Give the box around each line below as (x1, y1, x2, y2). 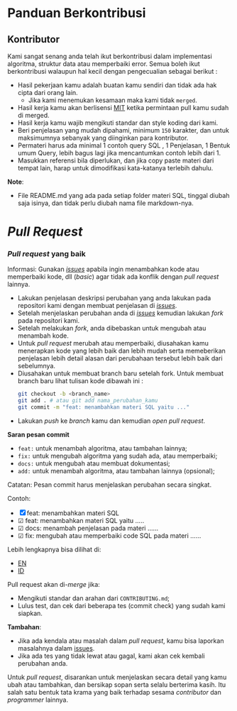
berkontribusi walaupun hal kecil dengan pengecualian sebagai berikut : (7, 67, 218, 75)
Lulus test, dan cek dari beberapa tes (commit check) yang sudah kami (17, 602, 226, 610)
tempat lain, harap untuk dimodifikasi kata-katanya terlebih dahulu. (17, 164, 214, 172)
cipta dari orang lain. (17, 89, 78, 97)
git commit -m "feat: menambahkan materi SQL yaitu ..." (17, 404, 190, 411)
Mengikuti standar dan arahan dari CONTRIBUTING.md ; (17, 594, 170, 602)
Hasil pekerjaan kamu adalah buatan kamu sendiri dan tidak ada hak (17, 81, 217, 89)
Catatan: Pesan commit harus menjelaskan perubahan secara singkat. (7, 480, 211, 489)
